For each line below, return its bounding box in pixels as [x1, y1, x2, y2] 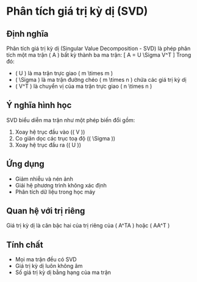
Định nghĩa [6, 29, 49, 39]
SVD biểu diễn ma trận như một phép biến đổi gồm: [6, 116, 135, 123]
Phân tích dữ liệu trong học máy [15, 188, 96, 195]
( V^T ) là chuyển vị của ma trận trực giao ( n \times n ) [15, 82, 152, 90]
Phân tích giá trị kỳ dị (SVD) [6, 4, 148, 18]
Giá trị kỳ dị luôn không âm [15, 262, 83, 270]
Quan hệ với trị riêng [6, 206, 85, 216]
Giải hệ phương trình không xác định [15, 181, 107, 189]
